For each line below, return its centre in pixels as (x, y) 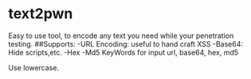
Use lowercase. (34, 67)
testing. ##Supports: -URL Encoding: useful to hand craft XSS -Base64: (125, 43)
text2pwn (41, 14)
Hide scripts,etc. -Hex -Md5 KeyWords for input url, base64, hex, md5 (124, 52)
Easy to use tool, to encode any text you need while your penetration (121, 36)
